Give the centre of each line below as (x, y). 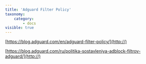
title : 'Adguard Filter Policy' (38, 10)
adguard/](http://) (23, 56)
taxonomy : (15, 14)
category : (24, 19)
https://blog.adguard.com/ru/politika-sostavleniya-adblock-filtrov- (74, 51)
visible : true (20, 28)
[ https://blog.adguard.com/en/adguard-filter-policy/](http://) (66, 42)
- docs (29, 23)
